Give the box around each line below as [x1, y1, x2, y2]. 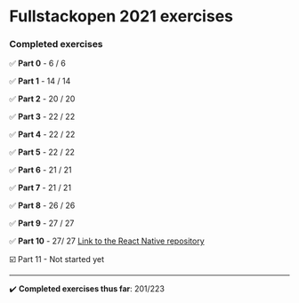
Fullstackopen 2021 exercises [9, 6, 234, 27]
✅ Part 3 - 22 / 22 [9, 111, 76, 122]
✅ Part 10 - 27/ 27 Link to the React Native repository [9, 235, 205, 246]
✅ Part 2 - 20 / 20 [9, 93, 76, 104]
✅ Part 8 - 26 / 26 [9, 200, 76, 211]
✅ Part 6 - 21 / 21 [9, 164, 73, 175]
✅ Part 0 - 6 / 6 [9, 58, 67, 68]
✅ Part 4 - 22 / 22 [9, 129, 76, 140]
